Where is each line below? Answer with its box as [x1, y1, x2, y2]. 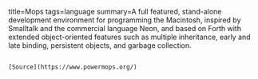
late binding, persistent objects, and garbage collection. [8, 41, 192, 50]
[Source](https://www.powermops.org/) [8, 63, 137, 71]
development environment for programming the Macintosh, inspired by [8, 15, 241, 25]
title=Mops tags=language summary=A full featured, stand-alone [8, 7, 222, 16]
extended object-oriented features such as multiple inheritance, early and [8, 32, 251, 41]
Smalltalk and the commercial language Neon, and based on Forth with [8, 24, 242, 33]
